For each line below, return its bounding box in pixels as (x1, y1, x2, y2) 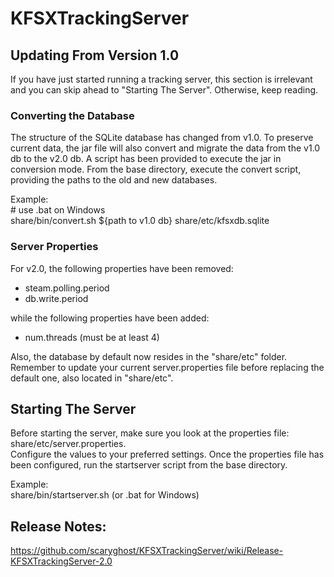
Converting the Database (10, 108, 135, 122)
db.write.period (24, 292, 89, 304)
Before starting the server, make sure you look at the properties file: (10, 427, 290, 439)
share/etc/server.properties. (10, 438, 127, 450)
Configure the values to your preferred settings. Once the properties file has (10, 448, 325, 461)
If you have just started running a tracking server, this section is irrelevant (10, 73, 313, 85)
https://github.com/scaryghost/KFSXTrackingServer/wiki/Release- (10, 545, 284, 557)
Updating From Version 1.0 (10, 47, 180, 64)
